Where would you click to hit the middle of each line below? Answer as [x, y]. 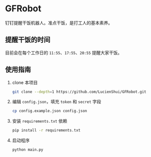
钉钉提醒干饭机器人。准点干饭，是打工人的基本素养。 [59, 23]
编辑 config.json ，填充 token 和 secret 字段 [57, 102]
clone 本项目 [25, 82]
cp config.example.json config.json [50, 111]
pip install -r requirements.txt [46, 130]
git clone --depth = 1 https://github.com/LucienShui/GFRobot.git [79, 92]
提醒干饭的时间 [28, 40]
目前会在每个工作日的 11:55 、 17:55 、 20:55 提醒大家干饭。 [64, 53]
